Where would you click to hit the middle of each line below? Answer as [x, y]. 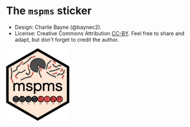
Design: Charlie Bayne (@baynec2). [58, 27]
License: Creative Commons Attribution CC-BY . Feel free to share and [99, 33]
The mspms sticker [49, 11]
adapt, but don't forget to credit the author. [67, 39]
